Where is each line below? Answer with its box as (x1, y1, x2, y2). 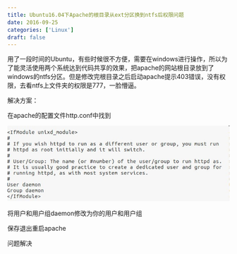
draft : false (7, 34, 46, 41)
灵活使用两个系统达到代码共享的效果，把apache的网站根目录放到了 (19, 64, 214, 72)
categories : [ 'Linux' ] (7, 26, 74, 33)
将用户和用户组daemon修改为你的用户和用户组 (7, 209, 142, 217)
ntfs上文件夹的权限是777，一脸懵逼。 (31, 81, 141, 90)
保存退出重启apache (7, 224, 66, 232)
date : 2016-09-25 (7, 18, 59, 26)
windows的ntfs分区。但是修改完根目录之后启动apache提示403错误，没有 (7, 73, 220, 81)
